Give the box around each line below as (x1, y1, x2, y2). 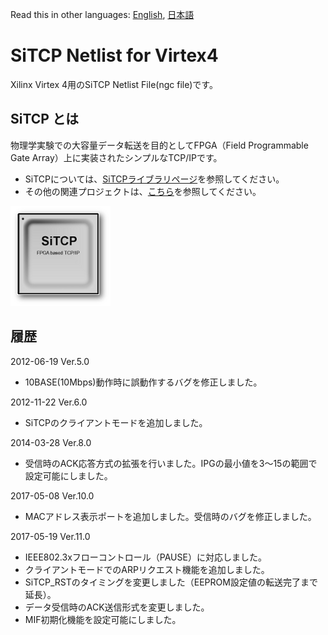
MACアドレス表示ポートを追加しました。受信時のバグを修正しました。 (24, 510, 317, 522)
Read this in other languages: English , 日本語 (10, 9, 195, 20)
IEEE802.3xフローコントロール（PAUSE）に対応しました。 (24, 551, 267, 563)
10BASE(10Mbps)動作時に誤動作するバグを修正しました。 (24, 376, 263, 388)
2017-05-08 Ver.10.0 (10, 489, 95, 502)
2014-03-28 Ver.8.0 (10, 436, 92, 448)
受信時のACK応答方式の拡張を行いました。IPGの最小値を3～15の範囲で (24, 457, 318, 469)
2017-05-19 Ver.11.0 (10, 530, 91, 542)
